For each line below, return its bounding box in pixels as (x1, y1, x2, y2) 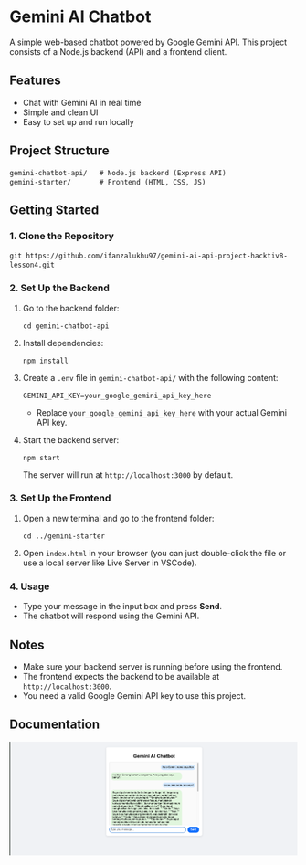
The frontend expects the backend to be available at (22, 670, 220, 681)
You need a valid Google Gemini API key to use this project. (22, 690, 247, 701)
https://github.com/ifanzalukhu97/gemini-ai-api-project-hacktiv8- (26, 251, 288, 261)
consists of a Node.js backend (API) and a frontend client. (9, 46, 227, 57)
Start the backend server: (22, 434, 120, 445)
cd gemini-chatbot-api (22, 322, 110, 331)
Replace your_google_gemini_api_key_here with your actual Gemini (36, 406, 288, 417)
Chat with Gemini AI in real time (22, 97, 142, 108)
